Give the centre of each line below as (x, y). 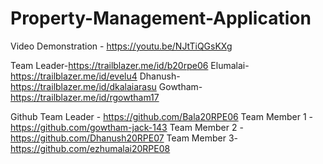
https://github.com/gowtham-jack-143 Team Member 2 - (127, 127)
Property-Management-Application (161, 18)
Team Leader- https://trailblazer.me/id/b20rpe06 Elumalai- (130, 65)
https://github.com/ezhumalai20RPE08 (90, 148)
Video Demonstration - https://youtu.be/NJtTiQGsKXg (121, 46)
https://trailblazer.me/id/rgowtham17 (85, 97)
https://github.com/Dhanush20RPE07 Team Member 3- (124, 138)
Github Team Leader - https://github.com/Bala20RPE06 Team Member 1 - (161, 116)
